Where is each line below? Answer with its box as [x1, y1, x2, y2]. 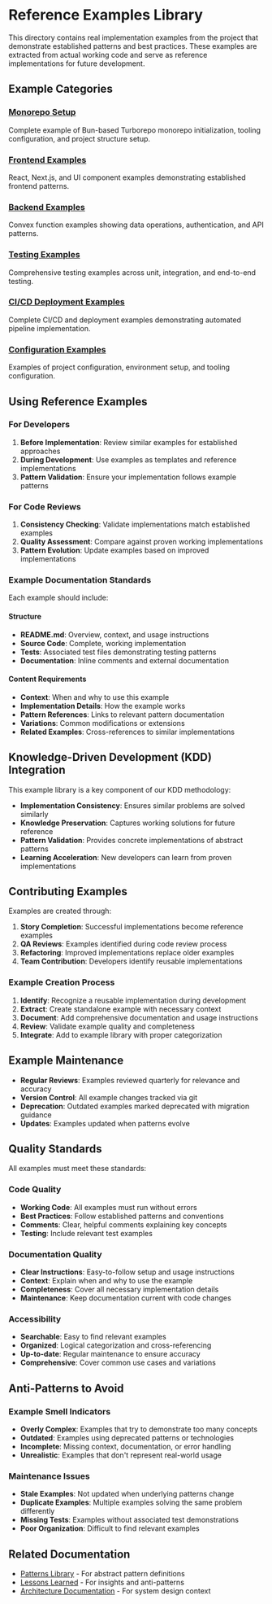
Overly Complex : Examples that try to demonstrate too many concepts [19, 1424, 258, 1434]
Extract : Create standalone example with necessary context [19, 1003, 222, 1014]
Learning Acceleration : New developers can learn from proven [19, 852, 232, 862]
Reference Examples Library [8, 6, 203, 24]
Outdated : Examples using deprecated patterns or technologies [19, 1432, 234, 1442]
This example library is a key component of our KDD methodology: [8, 785, 231, 794]
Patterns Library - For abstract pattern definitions [19, 1569, 185, 1579]
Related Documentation [8, 1547, 131, 1561]
